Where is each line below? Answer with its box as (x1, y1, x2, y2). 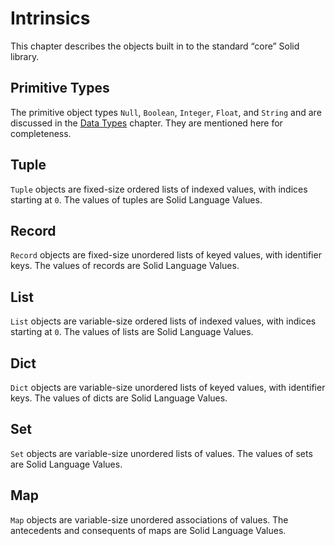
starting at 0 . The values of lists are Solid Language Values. (10, 326, 254, 338)
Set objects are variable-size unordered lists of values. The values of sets (10, 447, 313, 459)
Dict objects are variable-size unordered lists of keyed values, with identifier (10, 382, 326, 393)
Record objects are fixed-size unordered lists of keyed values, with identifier (10, 249, 322, 261)
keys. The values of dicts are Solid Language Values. (10, 392, 228, 404)
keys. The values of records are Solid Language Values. (10, 260, 240, 272)
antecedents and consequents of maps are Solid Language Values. (10, 524, 287, 536)
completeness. (10, 127, 72, 139)
